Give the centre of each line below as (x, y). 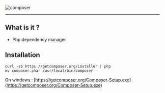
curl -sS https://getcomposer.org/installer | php (58, 66)
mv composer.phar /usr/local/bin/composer (49, 71)
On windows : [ (20, 80)
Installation (23, 55)
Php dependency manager (39, 39)
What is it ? (23, 28)
